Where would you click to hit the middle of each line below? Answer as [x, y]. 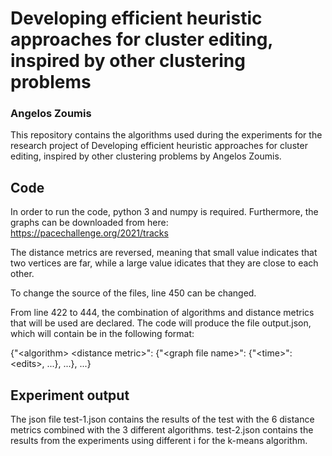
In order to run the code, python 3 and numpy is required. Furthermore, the [164, 212]
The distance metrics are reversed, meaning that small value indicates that [164, 253]
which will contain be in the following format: [102, 334]
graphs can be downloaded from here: [89, 223]
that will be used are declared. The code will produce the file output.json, [161, 323]
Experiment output [70, 395]
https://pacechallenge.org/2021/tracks [89, 233]
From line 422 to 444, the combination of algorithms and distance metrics [162, 313]
